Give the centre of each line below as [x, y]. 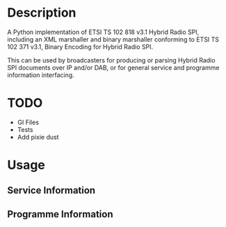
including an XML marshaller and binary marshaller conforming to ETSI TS [113, 39]
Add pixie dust [38, 137]
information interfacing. [41, 75]
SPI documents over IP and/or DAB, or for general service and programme [113, 67]
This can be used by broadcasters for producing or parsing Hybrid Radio [111, 60]
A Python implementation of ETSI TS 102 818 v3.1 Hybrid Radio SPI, [103, 32]
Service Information [51, 191]
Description [42, 13]
